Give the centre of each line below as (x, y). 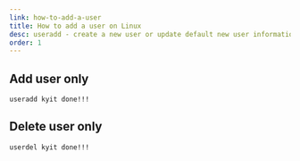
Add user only (49, 78)
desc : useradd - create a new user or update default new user (129, 34)
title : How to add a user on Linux (75, 26)
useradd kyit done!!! (50, 99)
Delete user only (56, 127)
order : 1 (25, 42)
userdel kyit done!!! (50, 147)
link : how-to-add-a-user (55, 17)
